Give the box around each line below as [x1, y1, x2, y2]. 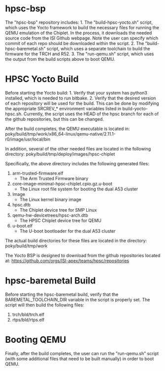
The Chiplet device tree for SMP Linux [19, 207, 97, 213]
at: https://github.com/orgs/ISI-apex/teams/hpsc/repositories [5, 258, 130, 264]
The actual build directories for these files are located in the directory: [5, 237, 147, 243]
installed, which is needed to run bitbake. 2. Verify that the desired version [5, 95, 156, 101]
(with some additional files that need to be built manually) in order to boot [5, 356, 154, 362]
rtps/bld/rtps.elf [12, 317, 45, 323]
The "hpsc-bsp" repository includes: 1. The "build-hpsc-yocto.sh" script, [5, 19, 153, 25]
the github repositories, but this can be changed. [5, 116, 104, 122]
